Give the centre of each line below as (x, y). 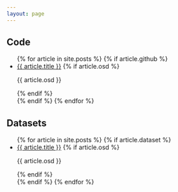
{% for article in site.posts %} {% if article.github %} (92, 59)
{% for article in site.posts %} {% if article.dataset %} (94, 140)
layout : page (26, 14)
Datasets (27, 123)
